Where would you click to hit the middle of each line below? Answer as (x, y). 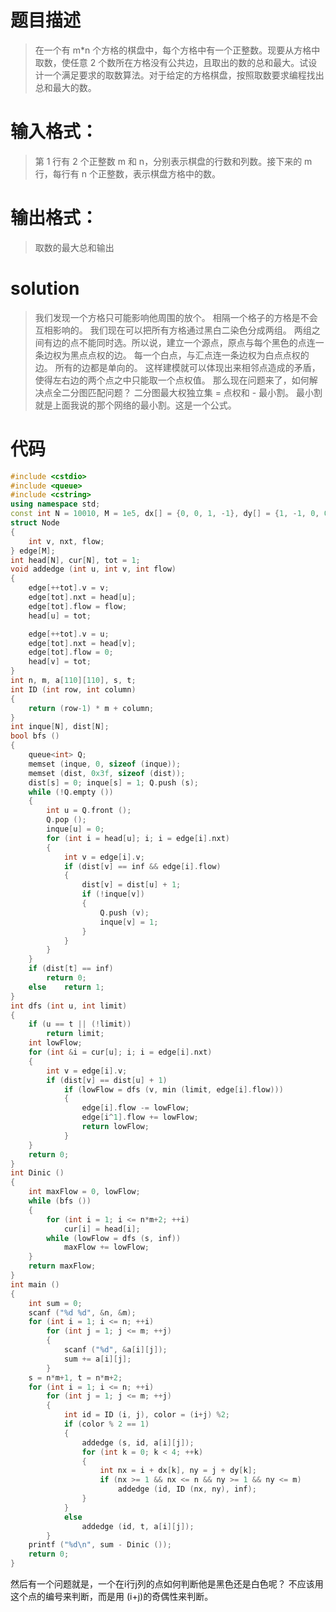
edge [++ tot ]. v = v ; (69, 588)
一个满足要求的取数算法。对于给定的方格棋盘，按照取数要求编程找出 (184, 75)
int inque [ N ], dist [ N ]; (60, 727)
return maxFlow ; (62, 1266)
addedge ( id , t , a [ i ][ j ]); (138, 1526)
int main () (35, 1284)
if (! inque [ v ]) (113, 894)
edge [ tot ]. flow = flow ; (78, 606)
